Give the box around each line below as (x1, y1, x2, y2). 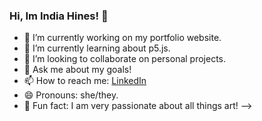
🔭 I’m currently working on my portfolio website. (23, 32, 222, 44)
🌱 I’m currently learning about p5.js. (23, 42, 171, 54)
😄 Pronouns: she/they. (23, 89, 119, 101)
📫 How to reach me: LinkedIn (23, 75, 147, 87)
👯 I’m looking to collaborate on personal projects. (23, 53, 227, 65)
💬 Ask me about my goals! (23, 64, 132, 76)
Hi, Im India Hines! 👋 (9, 9, 109, 23)
